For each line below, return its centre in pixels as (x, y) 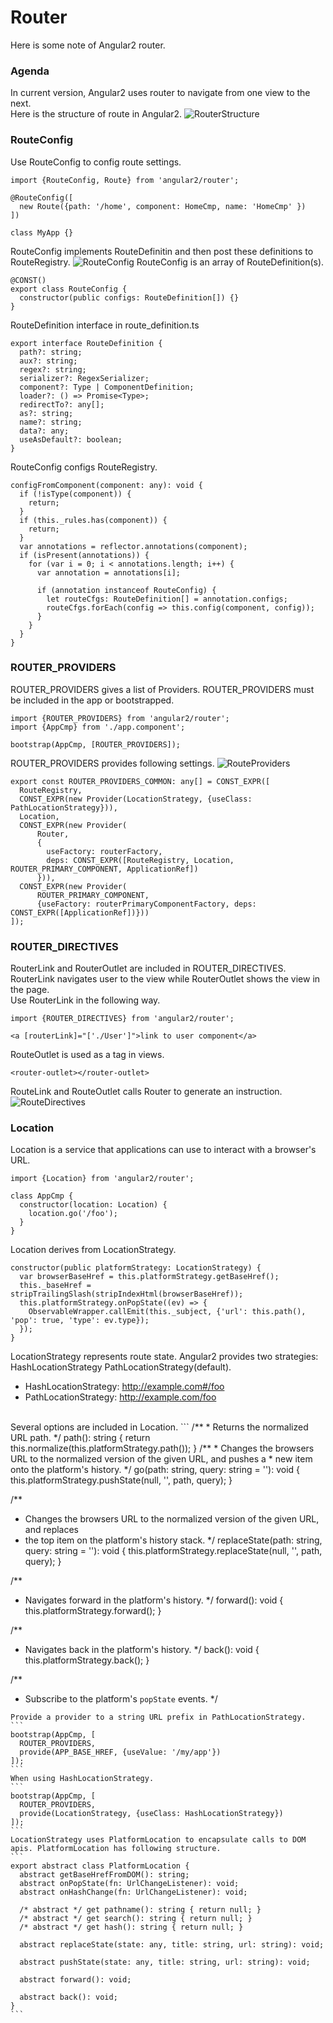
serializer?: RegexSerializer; (84, 378)
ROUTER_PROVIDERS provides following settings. (112, 763)
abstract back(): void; (68, 1997)
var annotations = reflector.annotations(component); (133, 546)
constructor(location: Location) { (93, 1205)
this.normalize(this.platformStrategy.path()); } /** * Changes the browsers (162, 1448)
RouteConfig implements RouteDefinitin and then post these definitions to (162, 251)
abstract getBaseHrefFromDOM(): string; (104, 1875)
